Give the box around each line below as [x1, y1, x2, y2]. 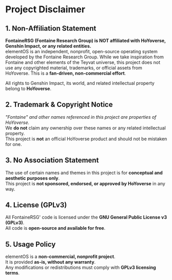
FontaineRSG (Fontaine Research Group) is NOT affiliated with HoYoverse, [5, 37, 166, 44]
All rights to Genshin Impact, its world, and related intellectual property [5, 80, 155, 86]
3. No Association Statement [5, 156, 99, 165]
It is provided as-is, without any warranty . [5, 259, 96, 265]
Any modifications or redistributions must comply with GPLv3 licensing [5, 265, 156, 271]
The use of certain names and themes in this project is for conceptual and [5, 169, 163, 176]
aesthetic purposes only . [5, 175, 60, 181]
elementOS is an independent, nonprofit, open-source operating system [5, 49, 158, 54]
